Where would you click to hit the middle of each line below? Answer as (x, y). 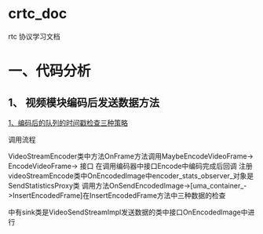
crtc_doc (38, 14)
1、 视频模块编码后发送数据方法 (84, 102)
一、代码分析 (50, 71)
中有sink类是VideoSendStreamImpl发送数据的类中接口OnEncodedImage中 (128, 212)
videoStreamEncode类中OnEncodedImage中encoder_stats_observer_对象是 (131, 175)
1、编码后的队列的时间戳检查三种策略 (68, 122)
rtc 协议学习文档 (34, 36)
